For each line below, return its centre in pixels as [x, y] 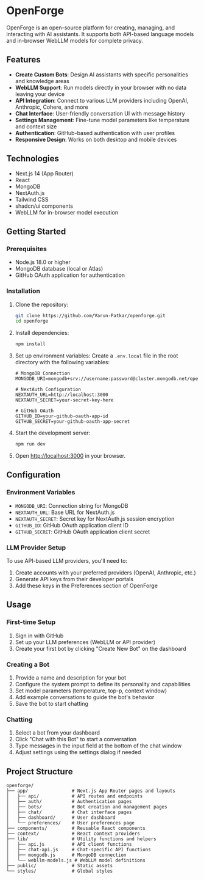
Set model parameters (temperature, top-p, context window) [91, 691]
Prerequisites [26, 249]
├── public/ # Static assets [60, 866]
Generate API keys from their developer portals [74, 579]
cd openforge [32, 321]
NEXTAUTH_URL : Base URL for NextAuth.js [65, 512]
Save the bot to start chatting [51, 704]
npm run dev [30, 444]
